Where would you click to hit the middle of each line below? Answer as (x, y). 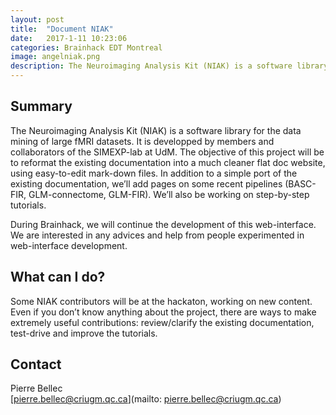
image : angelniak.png (55, 57)
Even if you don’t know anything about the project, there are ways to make (163, 312)
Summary (41, 106)
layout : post (37, 19)
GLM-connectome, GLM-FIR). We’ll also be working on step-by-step (169, 194)
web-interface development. (69, 245)
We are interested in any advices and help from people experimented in (157, 235)
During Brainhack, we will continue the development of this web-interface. (163, 224)
